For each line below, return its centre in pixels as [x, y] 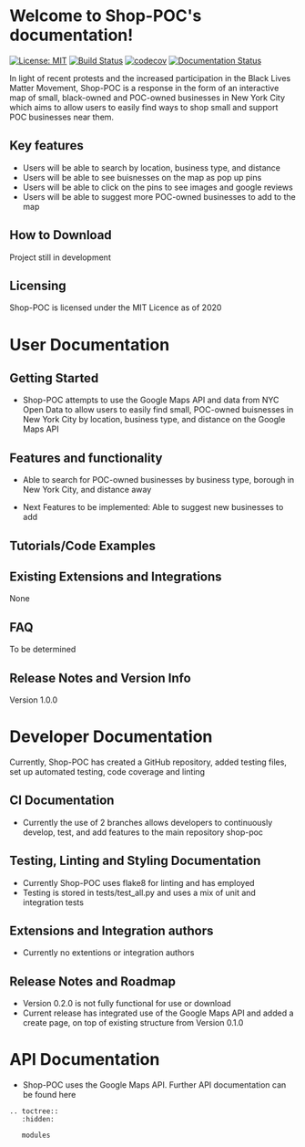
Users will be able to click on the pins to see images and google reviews [158, 187]
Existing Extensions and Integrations [116, 576]
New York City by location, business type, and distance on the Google [154, 420]
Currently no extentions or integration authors [108, 953]
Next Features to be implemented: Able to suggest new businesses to [153, 507]
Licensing [38, 285]
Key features [46, 146]
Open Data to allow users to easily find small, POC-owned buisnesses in [158, 410]
